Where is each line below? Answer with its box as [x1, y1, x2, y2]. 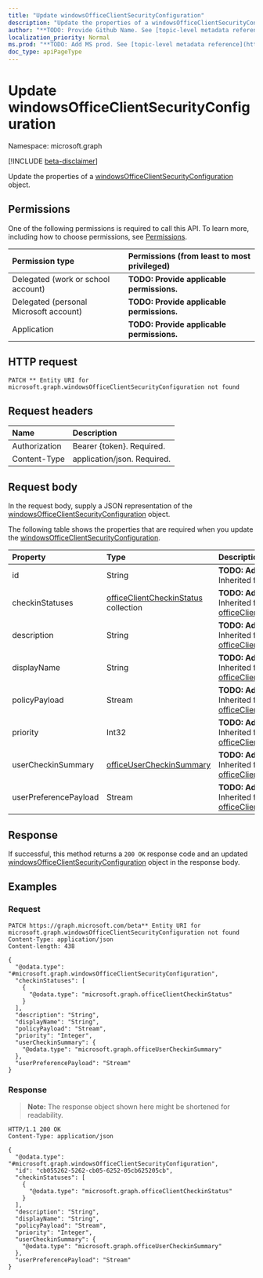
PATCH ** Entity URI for [8, 376, 89, 384]
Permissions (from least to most [128, 251, 251, 262]
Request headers [8, 404, 94, 417]
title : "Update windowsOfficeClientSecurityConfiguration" [8, 11, 205, 20]
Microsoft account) [12, 306, 83, 317]
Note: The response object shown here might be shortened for [27, 1101, 231, 1111]
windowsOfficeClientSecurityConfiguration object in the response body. [8, 858, 240, 866]
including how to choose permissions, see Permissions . [8, 232, 188, 241]
